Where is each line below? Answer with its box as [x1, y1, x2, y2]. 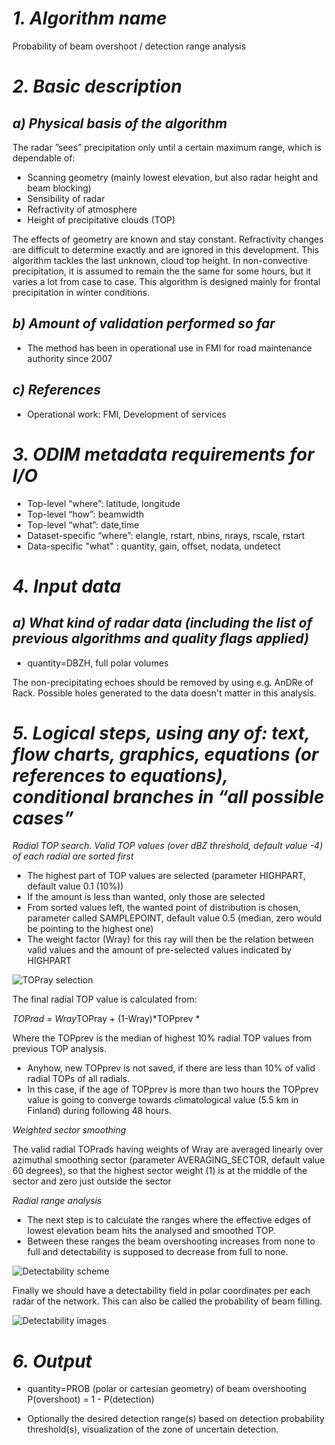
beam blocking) [26, 182, 92, 194]
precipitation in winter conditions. [12, 286, 150, 298]
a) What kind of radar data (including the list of [12, 615, 313, 632]
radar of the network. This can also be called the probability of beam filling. [12, 1295, 323, 1307]
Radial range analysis [12, 1195, 102, 1207]
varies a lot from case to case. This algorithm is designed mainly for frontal [12, 275, 321, 287]
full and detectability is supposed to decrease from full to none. [26, 1246, 289, 1258]
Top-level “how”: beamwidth [26, 508, 145, 520]
